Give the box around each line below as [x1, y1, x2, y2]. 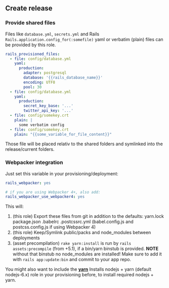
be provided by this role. [5, 42, 56, 48]
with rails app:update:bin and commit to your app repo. [12, 257, 132, 263]
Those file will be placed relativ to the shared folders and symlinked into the [5, 141, 163, 147]
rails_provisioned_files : [5, 51, 60, 56]
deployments [12, 235, 40, 241]
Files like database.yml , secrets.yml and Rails [5, 30, 100, 37]
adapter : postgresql [23, 71, 67, 76]
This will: [5, 203, 24, 210]
